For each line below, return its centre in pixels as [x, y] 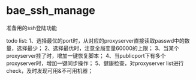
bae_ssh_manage [51, 11]
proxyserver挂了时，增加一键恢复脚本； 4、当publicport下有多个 [86, 55]
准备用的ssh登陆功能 [32, 28]
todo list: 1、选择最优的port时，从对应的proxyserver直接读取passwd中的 [95, 40]
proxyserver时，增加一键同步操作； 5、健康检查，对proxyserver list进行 [95, 63]
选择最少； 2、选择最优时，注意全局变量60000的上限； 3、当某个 [98, 48]
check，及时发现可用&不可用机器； [50, 70]
